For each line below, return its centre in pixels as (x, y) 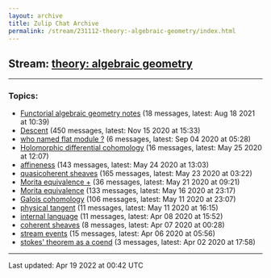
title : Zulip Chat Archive (54, 23)
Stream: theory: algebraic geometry (101, 63)
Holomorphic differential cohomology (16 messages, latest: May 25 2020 (141, 148)
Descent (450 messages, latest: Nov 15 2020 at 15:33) (110, 131)
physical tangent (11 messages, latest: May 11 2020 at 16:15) (119, 208)
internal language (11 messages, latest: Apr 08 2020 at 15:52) (121, 217)
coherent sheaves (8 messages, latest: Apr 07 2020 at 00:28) (122, 225)
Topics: (23, 96)
